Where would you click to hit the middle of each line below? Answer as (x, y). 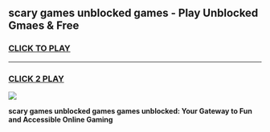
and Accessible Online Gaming (61, 119)
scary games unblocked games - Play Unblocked (133, 13)
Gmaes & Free (44, 26)
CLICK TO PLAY (39, 49)
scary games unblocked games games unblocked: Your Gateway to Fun (131, 110)
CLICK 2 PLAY (36, 78)
